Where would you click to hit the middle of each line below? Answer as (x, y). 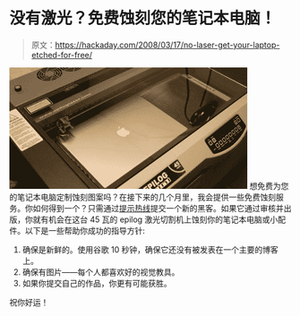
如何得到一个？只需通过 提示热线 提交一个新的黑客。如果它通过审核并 (158, 208)
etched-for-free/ (61, 55)
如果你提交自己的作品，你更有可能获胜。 (97, 283)
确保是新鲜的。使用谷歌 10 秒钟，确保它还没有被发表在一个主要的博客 (150, 249)
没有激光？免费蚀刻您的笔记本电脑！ (143, 18)
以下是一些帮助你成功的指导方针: (85, 230)
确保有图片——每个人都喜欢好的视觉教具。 (101, 272)
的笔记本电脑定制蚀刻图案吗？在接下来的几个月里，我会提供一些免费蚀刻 (142, 197)
